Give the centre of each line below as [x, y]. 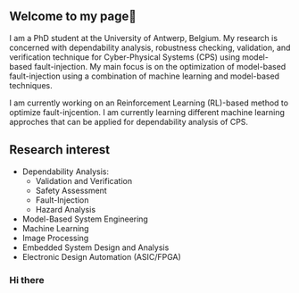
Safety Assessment [71, 190]
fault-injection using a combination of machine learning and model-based [144, 76]
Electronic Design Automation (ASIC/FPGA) [101, 256]
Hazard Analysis [66, 209]
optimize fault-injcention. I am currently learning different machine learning [147, 112]
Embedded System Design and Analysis [96, 247]
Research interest [59, 150]
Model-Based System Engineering [85, 219]
